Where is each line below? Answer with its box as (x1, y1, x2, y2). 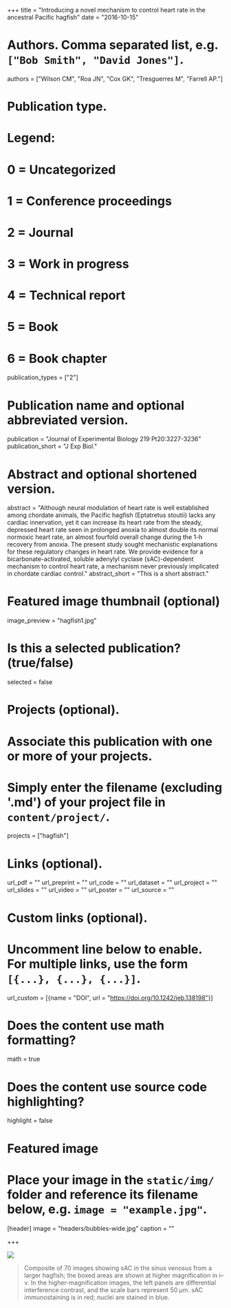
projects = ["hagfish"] (7, 832, 69, 840)
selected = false (7, 678, 53, 686)
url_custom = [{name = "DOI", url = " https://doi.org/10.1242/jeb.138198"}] (7, 993, 213, 1002)
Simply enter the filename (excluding (7, 779, 223, 795)
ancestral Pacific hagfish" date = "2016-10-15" (7, 13, 139, 21)
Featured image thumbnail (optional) (7, 593, 221, 609)
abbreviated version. (7, 412, 129, 428)
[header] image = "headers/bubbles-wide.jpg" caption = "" (7, 1224, 175, 1232)
